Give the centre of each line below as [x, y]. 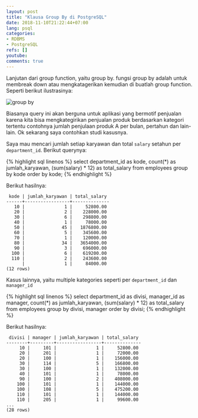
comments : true [25, 61]
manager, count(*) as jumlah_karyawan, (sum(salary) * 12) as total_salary [95, 303]
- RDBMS [16, 39]
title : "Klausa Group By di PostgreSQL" [57, 17]
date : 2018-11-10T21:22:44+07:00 [47, 22]
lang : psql [20, 28]
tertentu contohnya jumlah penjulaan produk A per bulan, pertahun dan [92, 126]
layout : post [22, 12]
